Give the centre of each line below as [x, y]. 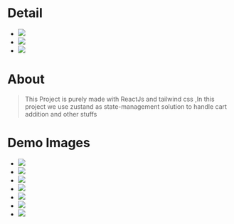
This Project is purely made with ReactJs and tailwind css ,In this [119, 99]
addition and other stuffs [61, 114]
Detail [25, 13]
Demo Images [49, 143]
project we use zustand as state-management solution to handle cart [126, 106]
